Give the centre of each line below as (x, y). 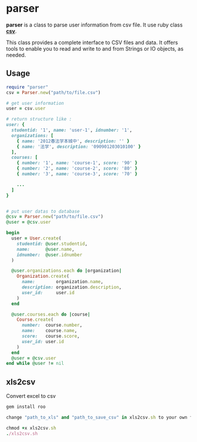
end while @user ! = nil (35, 364)
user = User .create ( (36, 238)
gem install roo (26, 407)
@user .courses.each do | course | (51, 314)
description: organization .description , (72, 287)
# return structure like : (39, 119)
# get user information (35, 103)
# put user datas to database (43, 211)
